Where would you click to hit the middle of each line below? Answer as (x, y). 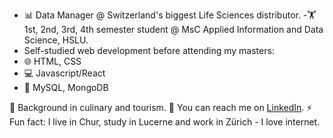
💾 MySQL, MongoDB (66, 87)
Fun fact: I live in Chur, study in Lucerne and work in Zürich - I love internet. (165, 122)
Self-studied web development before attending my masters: (149, 50)
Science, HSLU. (56, 40)
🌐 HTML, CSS (52, 61)
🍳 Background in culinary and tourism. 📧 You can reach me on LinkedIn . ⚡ (161, 107)
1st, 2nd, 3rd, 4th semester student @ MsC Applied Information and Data (173, 29)
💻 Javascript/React (64, 73)
